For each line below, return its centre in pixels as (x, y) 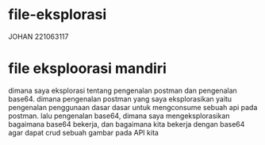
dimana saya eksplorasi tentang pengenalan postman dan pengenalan (123, 90)
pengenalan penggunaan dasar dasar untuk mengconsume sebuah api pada (133, 107)
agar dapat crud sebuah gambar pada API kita (83, 132)
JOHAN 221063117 (38, 36)
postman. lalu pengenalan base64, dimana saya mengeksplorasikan (119, 116)
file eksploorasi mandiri (87, 69)
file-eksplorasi (58, 15)
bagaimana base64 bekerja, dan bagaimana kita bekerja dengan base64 (127, 124)
